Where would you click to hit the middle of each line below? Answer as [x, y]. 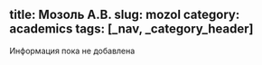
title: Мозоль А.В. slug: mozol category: [125, 15]
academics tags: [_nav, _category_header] [131, 29]
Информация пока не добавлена [72, 51]
